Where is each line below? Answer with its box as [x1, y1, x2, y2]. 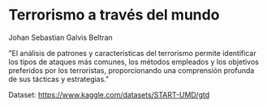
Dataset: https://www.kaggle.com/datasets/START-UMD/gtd [8, 89, 209, 99]
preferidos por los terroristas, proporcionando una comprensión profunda [8, 65, 255, 75]
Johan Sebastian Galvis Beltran [8, 32, 114, 42]
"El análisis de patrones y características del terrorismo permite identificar [8, 48, 257, 58]
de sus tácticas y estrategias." [8, 74, 110, 84]
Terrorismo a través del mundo [8, 6, 220, 24]
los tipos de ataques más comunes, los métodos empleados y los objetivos [8, 57, 260, 67]
